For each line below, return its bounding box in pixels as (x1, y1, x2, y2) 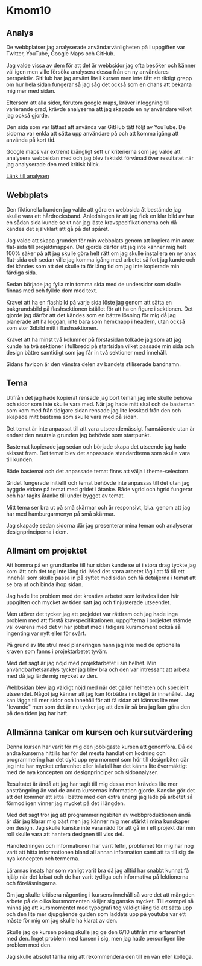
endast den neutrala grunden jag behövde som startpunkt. (6, 431, 151, 438)
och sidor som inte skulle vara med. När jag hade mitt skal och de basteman (6, 400, 195, 408)
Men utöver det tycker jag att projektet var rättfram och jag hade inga (6, 610, 178, 618)
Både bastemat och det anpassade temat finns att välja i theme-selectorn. (6, 467, 190, 475)
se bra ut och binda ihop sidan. (6, 581, 83, 588)
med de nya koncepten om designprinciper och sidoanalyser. (6, 769, 159, 776)
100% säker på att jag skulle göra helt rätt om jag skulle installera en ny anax (6, 250, 197, 257)
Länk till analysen (6, 172, 49, 180)
